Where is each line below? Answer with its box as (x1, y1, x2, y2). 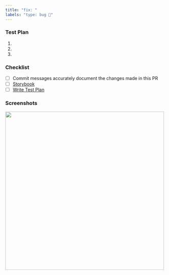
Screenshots (5, 100, 38, 107)
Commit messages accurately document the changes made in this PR (12, 75, 158, 82)
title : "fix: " (5, 7, 38, 13)
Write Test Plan (12, 87, 45, 93)
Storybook (12, 81, 35, 87)
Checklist (5, 64, 29, 71)
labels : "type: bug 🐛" (5, 12, 53, 17)
